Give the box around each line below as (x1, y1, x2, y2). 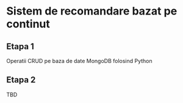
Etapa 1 (6, 41, 35, 51)
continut (6, 17, 51, 31)
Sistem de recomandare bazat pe (6, 4, 178, 18)
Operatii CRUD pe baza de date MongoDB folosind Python (6, 58, 152, 64)
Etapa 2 (6, 75, 36, 85)
